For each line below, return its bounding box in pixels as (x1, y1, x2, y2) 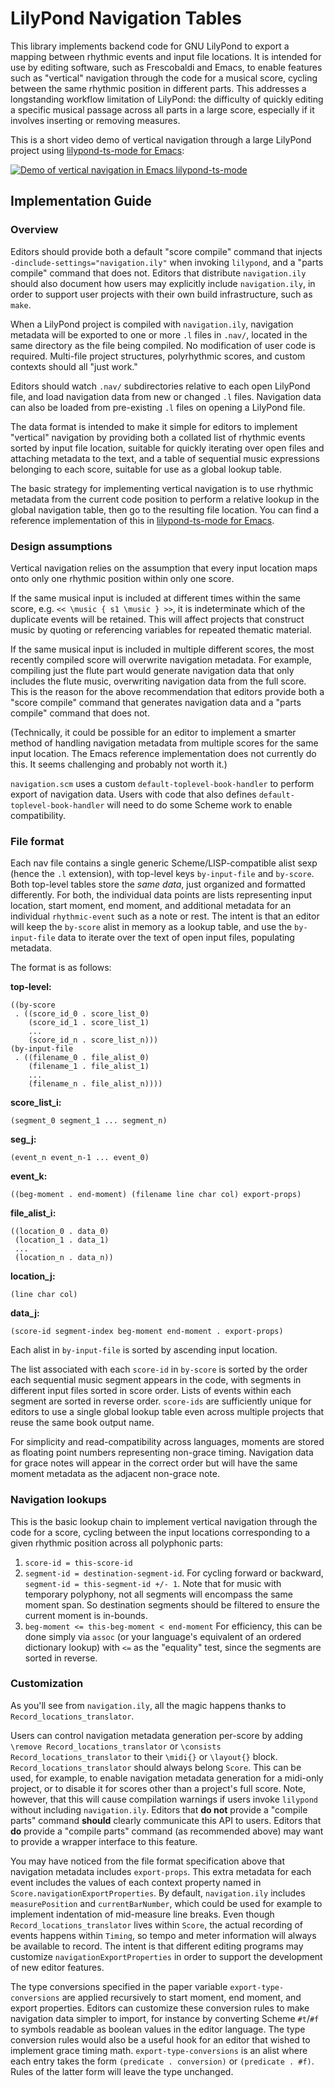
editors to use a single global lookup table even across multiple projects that (10, 1406, 325, 1418)
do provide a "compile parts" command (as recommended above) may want (10, 1825, 324, 1837)
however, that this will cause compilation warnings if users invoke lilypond (10, 1793, 319, 1805)
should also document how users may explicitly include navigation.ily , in (10, 277, 316, 289)
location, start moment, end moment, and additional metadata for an (10, 900, 292, 912)
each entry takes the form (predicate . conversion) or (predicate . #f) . (10, 2055, 315, 2067)
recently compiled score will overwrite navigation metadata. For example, (10, 653, 312, 666)
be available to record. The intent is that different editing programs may (10, 1940, 304, 1952)
